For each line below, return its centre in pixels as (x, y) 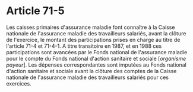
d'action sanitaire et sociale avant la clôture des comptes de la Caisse (91, 71)
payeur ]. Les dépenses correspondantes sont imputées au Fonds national (96, 65)
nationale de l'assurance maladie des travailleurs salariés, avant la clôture (96, 33)
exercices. (19, 83)
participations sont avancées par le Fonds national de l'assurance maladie (97, 52)
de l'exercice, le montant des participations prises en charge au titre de (93, 40)
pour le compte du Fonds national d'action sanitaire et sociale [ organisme (96, 58)
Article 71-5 (35, 11)
